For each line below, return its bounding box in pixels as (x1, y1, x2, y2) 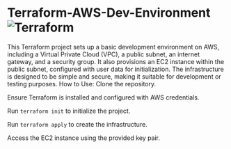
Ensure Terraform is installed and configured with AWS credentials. (7, 93, 200, 102)
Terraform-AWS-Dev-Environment (7, 5, 211, 21)
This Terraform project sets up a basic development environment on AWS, (7, 42, 220, 51)
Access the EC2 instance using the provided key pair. (7, 134, 161, 142)
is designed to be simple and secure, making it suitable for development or (7, 72, 221, 81)
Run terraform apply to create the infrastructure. (7, 120, 148, 128)
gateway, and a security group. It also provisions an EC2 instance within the (7, 57, 225, 65)
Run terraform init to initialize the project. (7, 107, 131, 115)
